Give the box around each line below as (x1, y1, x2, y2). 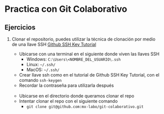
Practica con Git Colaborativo (4, 3, 128, 15)
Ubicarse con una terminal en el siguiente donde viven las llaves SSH (19, 51, 160, 57)
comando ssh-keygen (19, 77, 62, 83)
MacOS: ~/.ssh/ (26, 67, 60, 73)
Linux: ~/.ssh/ (26, 62, 56, 67)
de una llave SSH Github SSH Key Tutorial (11, 41, 97, 47)
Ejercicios (4, 23, 35, 32)
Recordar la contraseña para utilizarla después (19, 82, 114, 88)
